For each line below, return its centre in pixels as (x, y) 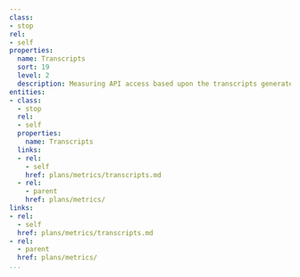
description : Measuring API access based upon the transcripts (137, 84)
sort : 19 (33, 68)
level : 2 (33, 76)
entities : (28, 92)
